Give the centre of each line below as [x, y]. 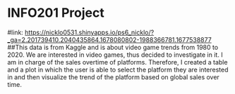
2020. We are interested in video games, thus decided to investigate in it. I [115, 55]
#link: [15, 32]
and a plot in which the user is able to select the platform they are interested [118, 69]
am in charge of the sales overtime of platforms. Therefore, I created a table [117, 62]
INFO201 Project [56, 13]
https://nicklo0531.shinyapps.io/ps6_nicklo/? [89, 32]
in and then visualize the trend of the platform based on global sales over [114, 77]
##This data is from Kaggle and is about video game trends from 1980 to [113, 47]
